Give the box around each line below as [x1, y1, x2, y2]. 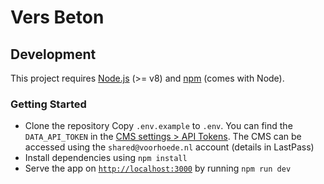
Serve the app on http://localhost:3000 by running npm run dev [24, 162, 292, 175]
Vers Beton [10, 6, 105, 29]
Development [10, 46, 97, 63]
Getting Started [10, 97, 87, 111]
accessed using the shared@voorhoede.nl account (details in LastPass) [24, 141, 315, 153]
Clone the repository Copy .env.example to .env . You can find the [24, 120, 293, 132]
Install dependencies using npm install [24, 152, 188, 164]
